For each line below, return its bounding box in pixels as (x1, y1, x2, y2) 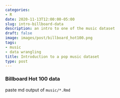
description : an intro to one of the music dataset (5, 26, 115, 31)
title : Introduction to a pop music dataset (5, 54, 99, 59)
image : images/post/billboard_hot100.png (5, 36, 93, 41)
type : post (5, 59, 28, 64)
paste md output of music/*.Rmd (5, 86, 71, 93)
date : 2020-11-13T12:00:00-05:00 (5, 17, 75, 22)
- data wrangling (5, 49, 41, 54)
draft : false (5, 31, 32, 36)
